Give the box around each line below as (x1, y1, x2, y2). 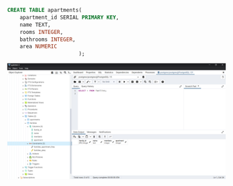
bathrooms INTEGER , (19, 36, 76, 43)
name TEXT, (19, 21, 51, 28)
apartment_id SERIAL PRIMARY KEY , (19, 14, 119, 21)
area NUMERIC (19, 43, 58, 50)
